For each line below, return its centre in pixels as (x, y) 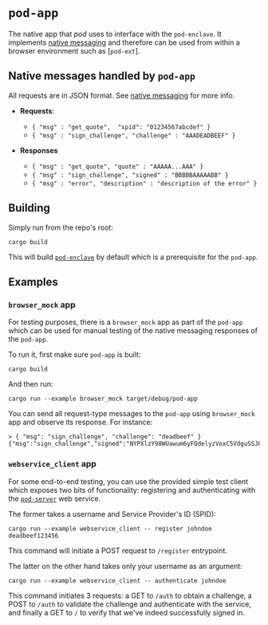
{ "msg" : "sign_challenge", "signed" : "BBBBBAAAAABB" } (130, 175)
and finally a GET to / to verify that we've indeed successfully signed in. (126, 612)
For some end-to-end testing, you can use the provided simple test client (128, 481)
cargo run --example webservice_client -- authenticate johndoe (117, 581)
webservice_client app (53, 464)
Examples (33, 282)
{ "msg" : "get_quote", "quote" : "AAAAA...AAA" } (118, 166)
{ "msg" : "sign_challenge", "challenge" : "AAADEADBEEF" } (134, 135)
